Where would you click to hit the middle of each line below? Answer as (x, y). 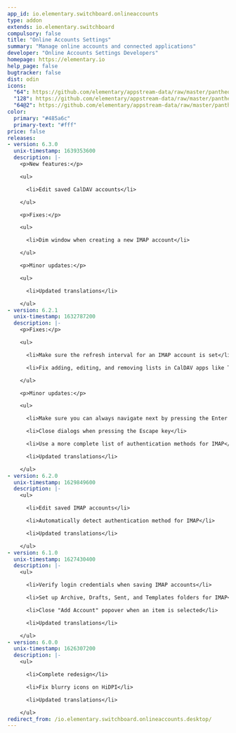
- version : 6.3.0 (33, 145)
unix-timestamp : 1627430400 (55, 559)
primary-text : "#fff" (45, 125)
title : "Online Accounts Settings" (59, 40)
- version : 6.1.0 (33, 552)
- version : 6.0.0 (33, 642)
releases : (22, 138)
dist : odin (23, 79)
